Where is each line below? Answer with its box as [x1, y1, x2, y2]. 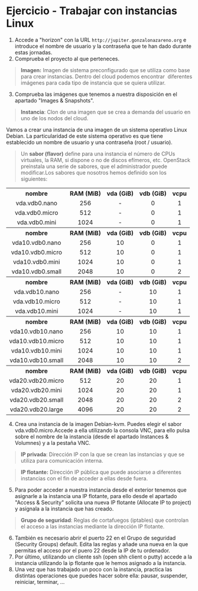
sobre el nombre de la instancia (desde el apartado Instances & [14, 433, 169, 440]
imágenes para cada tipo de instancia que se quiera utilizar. [20, 79, 166, 86]
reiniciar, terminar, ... [14, 578, 65, 585]
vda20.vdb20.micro [9, 376, 64, 385]
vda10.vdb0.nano [11, 238, 61, 247]
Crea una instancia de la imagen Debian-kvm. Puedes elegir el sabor [14, 420, 182, 427]
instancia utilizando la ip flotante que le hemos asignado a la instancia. [14, 559, 187, 566]
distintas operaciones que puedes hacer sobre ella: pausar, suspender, [14, 572, 188, 579]
